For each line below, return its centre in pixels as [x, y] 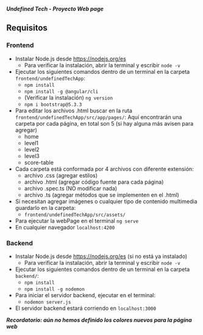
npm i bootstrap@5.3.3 [53, 104]
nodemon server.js [48, 302]
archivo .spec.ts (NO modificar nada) [71, 188]
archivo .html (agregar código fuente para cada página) [94, 182]
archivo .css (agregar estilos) [61, 175]
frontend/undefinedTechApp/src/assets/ [75, 215]
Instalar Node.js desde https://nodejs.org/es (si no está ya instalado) [101, 256]
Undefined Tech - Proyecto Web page [55, 9]
